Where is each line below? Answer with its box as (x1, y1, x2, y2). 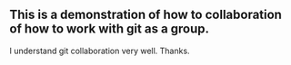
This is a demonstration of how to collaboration (9, 7, 282, 23)
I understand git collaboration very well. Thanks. (9, 45, 190, 56)
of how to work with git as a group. (9, 22, 210, 37)
